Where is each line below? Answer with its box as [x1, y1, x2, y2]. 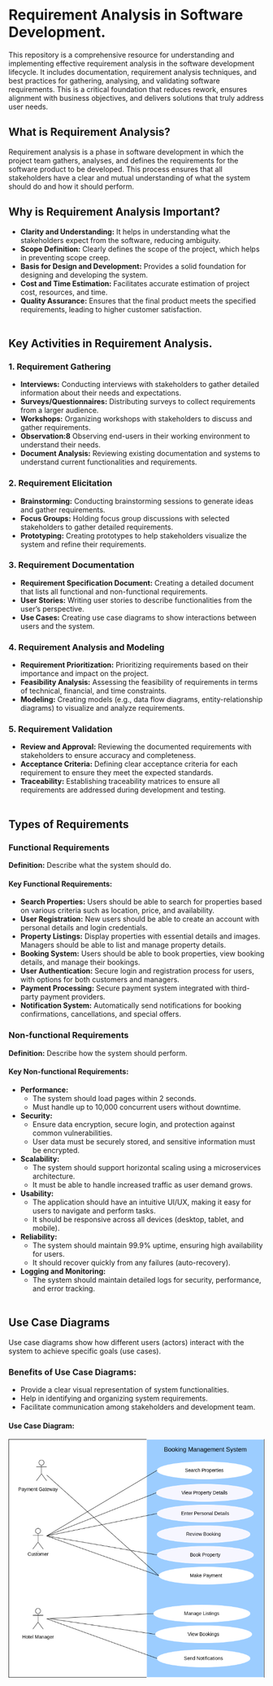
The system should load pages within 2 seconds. [32, 1093, 197, 1103]
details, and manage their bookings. [19, 957, 141, 967]
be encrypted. [32, 1145, 80, 1155]
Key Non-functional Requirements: [8, 1067, 129, 1077]
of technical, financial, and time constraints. [19, 686, 167, 696]
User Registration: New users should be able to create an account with [19, 914, 260, 924]
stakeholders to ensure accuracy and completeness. [19, 751, 197, 760]
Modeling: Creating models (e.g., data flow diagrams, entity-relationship [19, 695, 263, 704]
